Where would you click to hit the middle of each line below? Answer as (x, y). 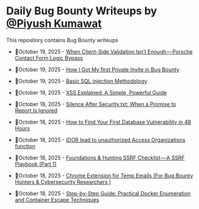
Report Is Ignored (36, 110)
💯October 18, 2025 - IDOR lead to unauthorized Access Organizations (100, 140)
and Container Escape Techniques (57, 199)
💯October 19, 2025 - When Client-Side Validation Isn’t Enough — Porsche (104, 51)
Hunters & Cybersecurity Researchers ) (63, 182)
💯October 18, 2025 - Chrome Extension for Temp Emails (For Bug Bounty (104, 175)
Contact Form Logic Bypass (49, 58)
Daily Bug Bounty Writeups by (82, 11)
